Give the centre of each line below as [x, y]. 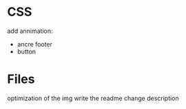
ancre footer [35, 44]
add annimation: [30, 31]
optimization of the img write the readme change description [93, 98]
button [27, 51]
